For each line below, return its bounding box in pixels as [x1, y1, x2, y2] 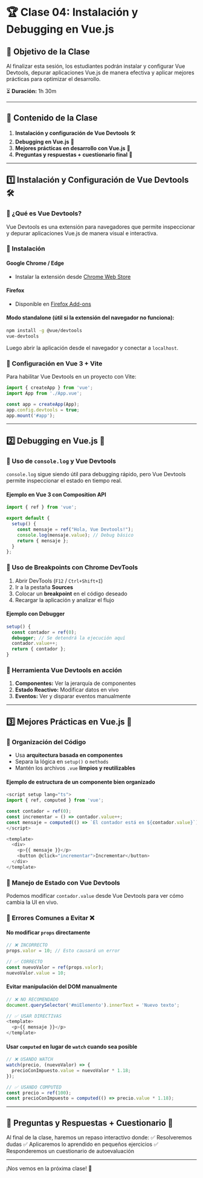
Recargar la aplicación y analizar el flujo [14, 596, 115, 603]
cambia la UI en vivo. [6, 898, 59, 906]
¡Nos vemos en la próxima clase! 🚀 [6, 1165, 92, 1172]
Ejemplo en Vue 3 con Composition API [6, 491, 107, 498]
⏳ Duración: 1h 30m [6, 88, 57, 94]
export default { [6, 515, 50, 522]
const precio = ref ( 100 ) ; [6, 1090, 71, 1096]
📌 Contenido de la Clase [6, 113, 98, 123]
